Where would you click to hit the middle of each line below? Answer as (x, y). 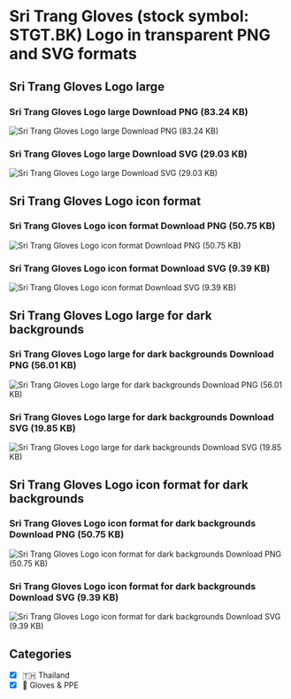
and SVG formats (73, 54)
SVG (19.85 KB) (43, 428)
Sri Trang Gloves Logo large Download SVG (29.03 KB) (128, 154)
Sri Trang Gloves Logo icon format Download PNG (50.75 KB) (142, 226)
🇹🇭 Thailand (46, 675)
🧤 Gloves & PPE (50, 685)
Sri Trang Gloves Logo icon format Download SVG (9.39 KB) (140, 268)
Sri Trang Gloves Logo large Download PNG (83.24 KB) (129, 111)
